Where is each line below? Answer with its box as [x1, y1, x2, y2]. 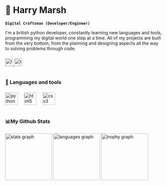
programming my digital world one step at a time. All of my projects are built [5, 35, 161, 41]
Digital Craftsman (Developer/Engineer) [5, 21, 91, 26]
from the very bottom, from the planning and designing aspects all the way [5, 40, 159, 46]
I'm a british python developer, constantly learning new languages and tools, [5, 29, 162, 35]
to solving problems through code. [5, 45, 76, 51]
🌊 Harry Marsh [5, 4, 66, 16]
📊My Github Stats [5, 118, 51, 125]
